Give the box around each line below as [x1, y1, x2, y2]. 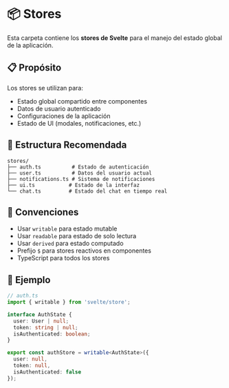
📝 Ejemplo [7, 274, 51, 286]
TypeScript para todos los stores [17, 254, 110, 262]
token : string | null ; [13, 324, 78, 331]
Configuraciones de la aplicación [17, 112, 111, 120]
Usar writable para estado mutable [17, 224, 118, 233]
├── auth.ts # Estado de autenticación [7, 164, 149, 171]
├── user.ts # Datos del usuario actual [7, 169, 153, 177]
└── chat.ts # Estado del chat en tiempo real [7, 188, 168, 195]
